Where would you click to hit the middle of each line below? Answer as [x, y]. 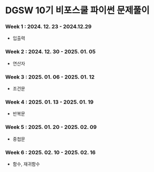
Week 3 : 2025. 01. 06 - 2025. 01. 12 [50, 77]
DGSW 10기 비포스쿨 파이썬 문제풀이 [78, 10]
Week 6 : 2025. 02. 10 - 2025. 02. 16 [50, 152]
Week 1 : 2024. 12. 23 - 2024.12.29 [49, 27]
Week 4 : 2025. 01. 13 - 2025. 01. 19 [49, 102]
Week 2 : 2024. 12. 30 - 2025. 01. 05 [50, 52]
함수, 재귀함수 [26, 164]
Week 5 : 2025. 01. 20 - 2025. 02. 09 [51, 127]
